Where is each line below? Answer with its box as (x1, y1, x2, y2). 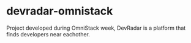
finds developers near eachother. (6, 30, 90, 38)
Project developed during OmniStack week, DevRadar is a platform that (6, 24, 186, 31)
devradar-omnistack (6, 4, 113, 18)
